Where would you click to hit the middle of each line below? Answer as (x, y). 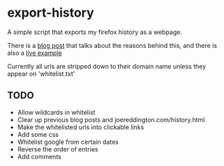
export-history (51, 13)
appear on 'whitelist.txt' (41, 74)
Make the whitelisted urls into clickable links (81, 127)
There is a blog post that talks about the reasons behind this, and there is (112, 45)
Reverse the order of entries (58, 149)
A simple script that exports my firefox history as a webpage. (95, 32)
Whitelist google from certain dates (68, 142)
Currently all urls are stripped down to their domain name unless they (107, 66)
